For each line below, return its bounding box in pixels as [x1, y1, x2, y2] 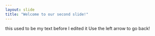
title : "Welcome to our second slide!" [5, 12, 89, 17]
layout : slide [5, 7, 35, 12]
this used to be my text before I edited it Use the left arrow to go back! [5, 25, 150, 31]
